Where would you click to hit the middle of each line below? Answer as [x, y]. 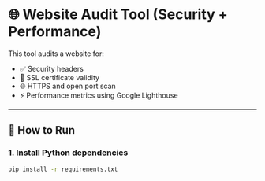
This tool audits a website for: [56, 54]
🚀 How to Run [42, 130]
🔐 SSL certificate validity [60, 77]
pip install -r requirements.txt [63, 169]
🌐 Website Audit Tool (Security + [118, 15]
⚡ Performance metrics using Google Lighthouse [99, 95]
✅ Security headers [52, 68]
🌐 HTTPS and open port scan [67, 86]
